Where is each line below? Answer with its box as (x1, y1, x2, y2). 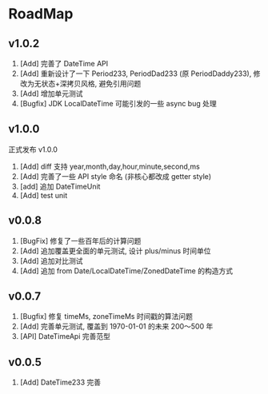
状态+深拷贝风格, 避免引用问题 (41, 79, 142, 88)
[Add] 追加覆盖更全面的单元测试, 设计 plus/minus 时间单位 (19, 245, 211, 256)
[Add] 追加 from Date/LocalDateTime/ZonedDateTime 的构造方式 (19, 265, 234, 276)
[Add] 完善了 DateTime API (19, 59, 109, 68)
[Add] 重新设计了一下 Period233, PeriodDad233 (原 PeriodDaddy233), (19, 69, 252, 78)
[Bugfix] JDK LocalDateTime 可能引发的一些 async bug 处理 (19, 99, 218, 108)
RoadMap (8, 5, 74, 23)
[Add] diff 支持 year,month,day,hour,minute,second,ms (19, 161, 200, 171)
